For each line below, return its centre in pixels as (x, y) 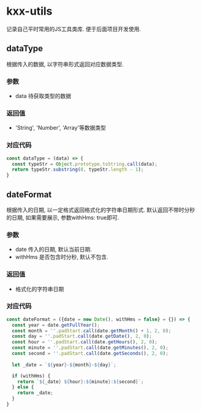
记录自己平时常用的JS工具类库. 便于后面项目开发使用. (74, 29)
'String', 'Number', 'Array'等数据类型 (60, 128)
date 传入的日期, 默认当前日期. (53, 250)
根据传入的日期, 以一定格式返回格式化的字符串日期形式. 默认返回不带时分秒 (100, 210)
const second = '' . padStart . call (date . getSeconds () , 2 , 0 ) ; (90, 354)
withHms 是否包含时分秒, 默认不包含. (62, 257)
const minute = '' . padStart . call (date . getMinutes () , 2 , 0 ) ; (90, 348)
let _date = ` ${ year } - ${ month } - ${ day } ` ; (64, 365)
